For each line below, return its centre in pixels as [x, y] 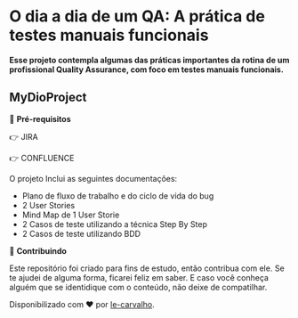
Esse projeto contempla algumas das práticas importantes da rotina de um [149, 60]
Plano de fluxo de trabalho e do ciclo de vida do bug [118, 196]
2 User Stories [48, 205]
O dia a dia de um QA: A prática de [137, 16]
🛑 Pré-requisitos [40, 118]
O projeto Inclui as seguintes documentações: [93, 178]
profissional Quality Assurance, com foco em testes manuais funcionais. [147, 69]
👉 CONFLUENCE [42, 158]
